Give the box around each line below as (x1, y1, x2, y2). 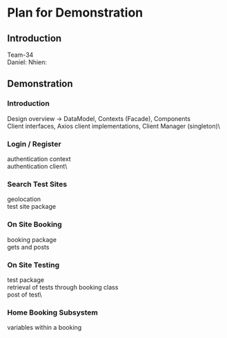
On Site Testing (7, 260, 60, 270)
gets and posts (7, 243, 50, 251)
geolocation (7, 195, 41, 203)
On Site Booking (7, 220, 62, 229)
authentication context (7, 154, 71, 163)
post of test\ (7, 290, 42, 299)
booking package (7, 235, 57, 243)
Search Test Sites (7, 179, 68, 189)
